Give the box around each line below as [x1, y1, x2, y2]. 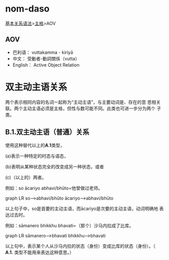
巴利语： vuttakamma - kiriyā [12, 49, 73, 55]
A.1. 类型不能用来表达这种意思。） [5, 249, 74, 255]
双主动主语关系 [5, 81, 68, 93]
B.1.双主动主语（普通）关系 [5, 128, 90, 137]
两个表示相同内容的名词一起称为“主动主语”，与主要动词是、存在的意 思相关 [5, 99, 161, 105]
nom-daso [5, 3, 50, 15]
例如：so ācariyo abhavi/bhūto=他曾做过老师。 [5, 185, 103, 191]
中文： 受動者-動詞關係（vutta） [12, 55, 80, 61]
